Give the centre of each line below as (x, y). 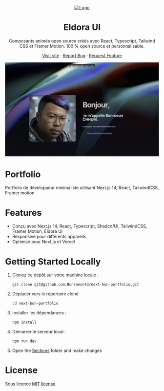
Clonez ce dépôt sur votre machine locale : (55, 275)
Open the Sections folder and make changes (57, 350)
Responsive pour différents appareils (49, 237)
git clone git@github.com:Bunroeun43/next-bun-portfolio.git (76, 285)
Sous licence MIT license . (31, 384)
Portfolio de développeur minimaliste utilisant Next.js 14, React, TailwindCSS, (82, 188)
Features (23, 213)
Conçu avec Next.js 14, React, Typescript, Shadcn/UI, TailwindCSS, (80, 226)
